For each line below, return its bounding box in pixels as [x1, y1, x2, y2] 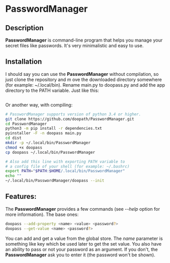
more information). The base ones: [5, 211, 79, 217]
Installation [5, 57, 42, 66]
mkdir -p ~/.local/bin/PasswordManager [5, 140, 91, 146]
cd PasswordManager [5, 121, 47, 126]
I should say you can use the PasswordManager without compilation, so [5, 71, 159, 77]
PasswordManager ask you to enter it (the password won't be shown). [5, 252, 156, 258]
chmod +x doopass [5, 145, 43, 150]
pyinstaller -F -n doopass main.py [5, 131, 82, 136]
